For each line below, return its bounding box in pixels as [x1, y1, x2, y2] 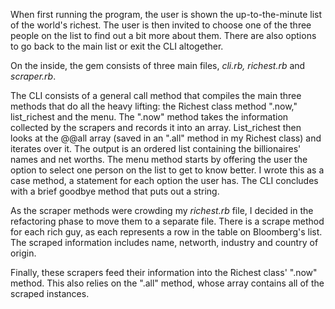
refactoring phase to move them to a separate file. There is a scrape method [10, 215, 325, 227]
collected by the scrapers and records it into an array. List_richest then [10, 122, 302, 133]
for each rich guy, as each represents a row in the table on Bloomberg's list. [10, 226, 323, 238]
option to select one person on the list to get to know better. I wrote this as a [10, 164, 325, 176]
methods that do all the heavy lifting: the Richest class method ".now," [10, 100, 298, 112]
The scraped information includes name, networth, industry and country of [10, 237, 319, 248]
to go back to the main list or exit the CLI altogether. [10, 40, 224, 52]
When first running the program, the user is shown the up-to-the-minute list [10, 9, 323, 20]
